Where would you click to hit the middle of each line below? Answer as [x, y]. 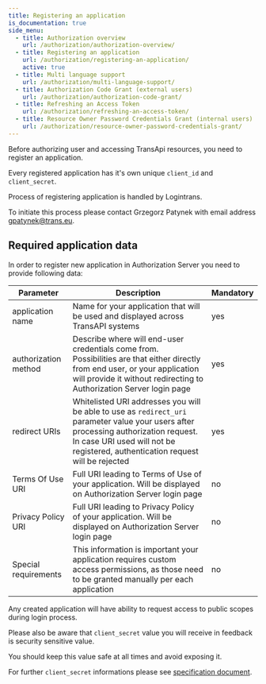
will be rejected [101, 461]
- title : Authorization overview [70, 38]
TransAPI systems [106, 326]
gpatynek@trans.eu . [42, 220]
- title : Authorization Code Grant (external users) [104, 89]
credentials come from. [116, 349]
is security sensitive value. [51, 641]
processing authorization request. [135, 431]
